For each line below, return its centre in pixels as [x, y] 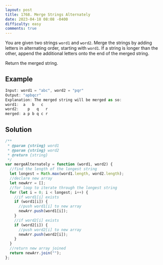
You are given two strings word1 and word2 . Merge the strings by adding [79, 43]
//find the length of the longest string [53, 169]
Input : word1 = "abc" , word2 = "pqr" [44, 90]
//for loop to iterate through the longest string [63, 188]
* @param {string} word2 [33, 150]
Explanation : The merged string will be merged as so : [63, 100]
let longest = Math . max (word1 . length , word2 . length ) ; [67, 174]
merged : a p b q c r [27, 114]
